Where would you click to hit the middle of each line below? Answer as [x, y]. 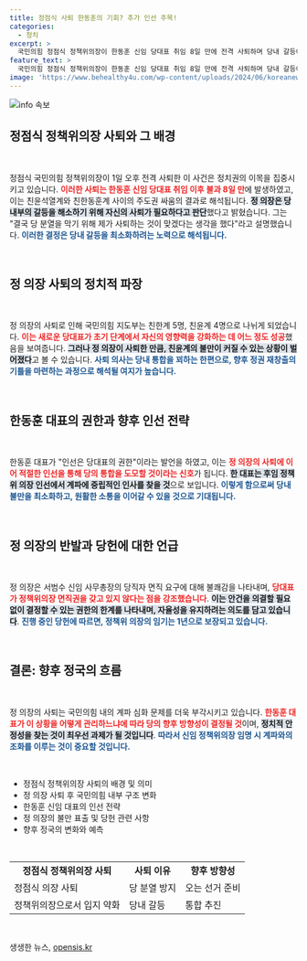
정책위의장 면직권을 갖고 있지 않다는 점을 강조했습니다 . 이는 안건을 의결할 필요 [154, 598]
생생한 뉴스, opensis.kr [51, 946]
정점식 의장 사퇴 [46, 888]
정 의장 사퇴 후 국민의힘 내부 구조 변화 [90, 795]
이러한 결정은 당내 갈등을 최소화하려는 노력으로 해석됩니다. [124, 235]
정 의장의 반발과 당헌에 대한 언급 [94, 545]
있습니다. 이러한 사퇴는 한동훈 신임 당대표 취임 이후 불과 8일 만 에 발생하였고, [160, 189]
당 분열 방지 [153, 888]
